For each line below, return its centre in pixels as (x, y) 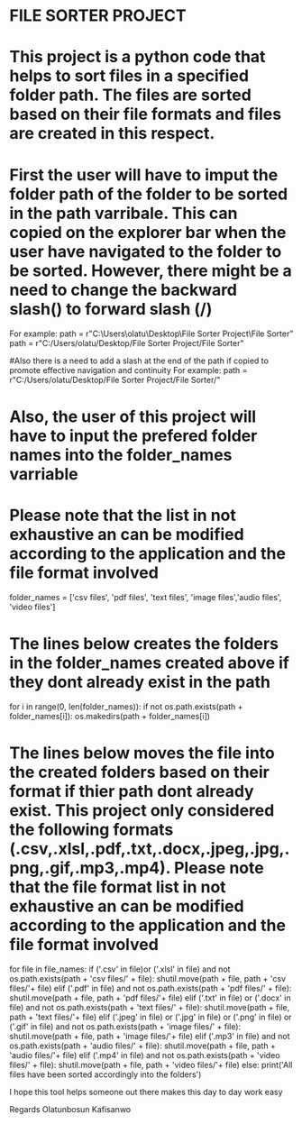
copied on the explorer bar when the (148, 232)
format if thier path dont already (132, 791)
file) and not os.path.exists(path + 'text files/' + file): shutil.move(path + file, (150, 1008)
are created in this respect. (112, 134)
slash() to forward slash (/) (111, 309)
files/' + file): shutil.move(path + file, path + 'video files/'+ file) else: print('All (151, 1065)
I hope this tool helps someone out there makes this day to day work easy (146, 1092)
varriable (44, 474)
